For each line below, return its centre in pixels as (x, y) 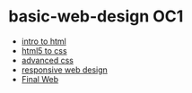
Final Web (40, 79)
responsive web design (65, 70)
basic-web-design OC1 (96, 17)
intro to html (44, 41)
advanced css (47, 60)
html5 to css (44, 50)
